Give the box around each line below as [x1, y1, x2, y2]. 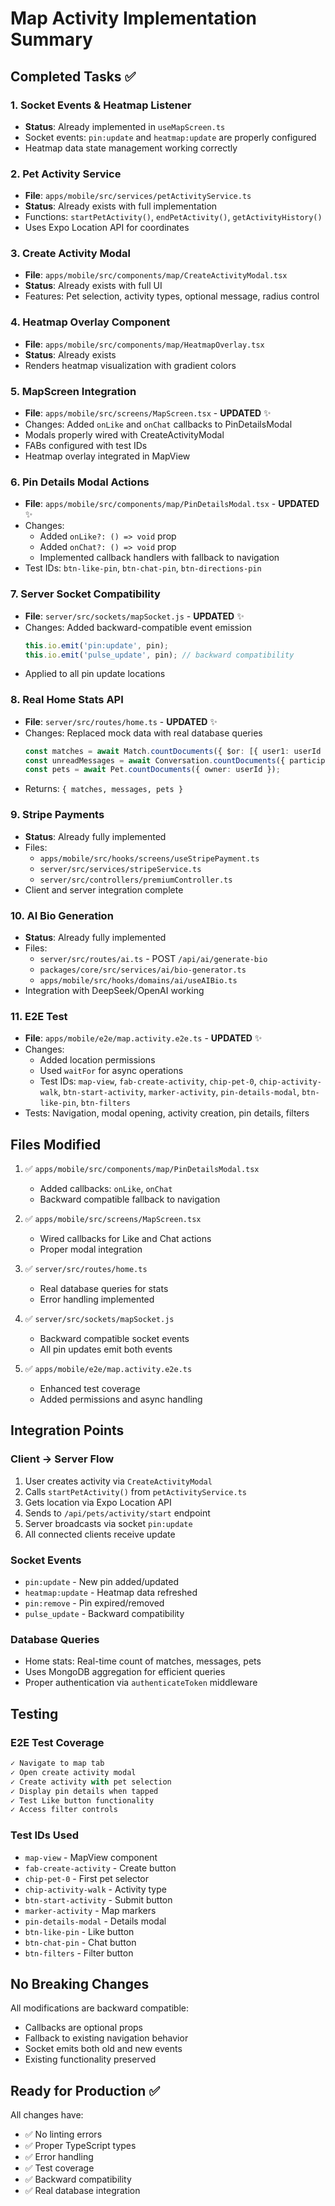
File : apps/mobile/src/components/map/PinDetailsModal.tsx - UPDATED [24, 498, 320, 510]
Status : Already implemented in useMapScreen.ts [24, 120, 226, 132]
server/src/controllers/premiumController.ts [39, 875, 233, 885]
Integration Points [10, 1422, 125, 1439]
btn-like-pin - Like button [24, 1925, 135, 1937]
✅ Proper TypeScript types [24, 2140, 137, 2152]
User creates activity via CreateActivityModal [24, 1475, 213, 1487]
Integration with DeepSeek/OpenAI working [24, 984, 205, 996]
